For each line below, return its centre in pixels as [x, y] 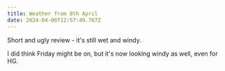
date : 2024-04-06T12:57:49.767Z [54, 20]
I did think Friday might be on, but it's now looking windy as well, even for [113, 54]
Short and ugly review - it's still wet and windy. [74, 40]
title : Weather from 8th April [53, 14]
